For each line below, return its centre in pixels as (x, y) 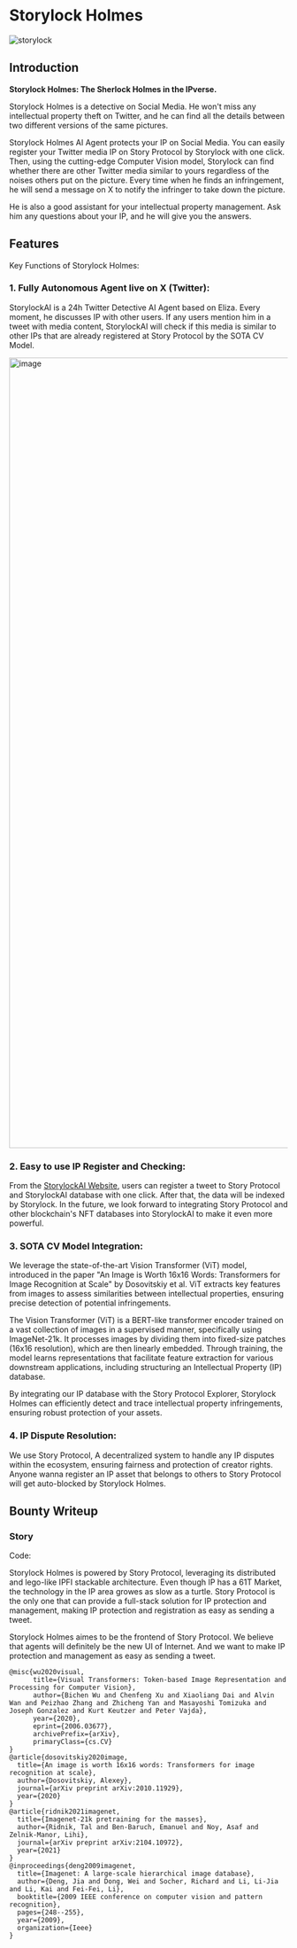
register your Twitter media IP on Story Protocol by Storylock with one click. (147, 152)
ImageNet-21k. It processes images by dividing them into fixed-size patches (148, 1339)
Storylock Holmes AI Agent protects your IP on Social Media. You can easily (147, 142)
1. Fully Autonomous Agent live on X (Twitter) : (110, 288)
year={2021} (39, 1851)
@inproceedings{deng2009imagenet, (73, 1866)
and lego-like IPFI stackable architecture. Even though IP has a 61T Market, (146, 1582)
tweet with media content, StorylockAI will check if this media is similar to (143, 326)
